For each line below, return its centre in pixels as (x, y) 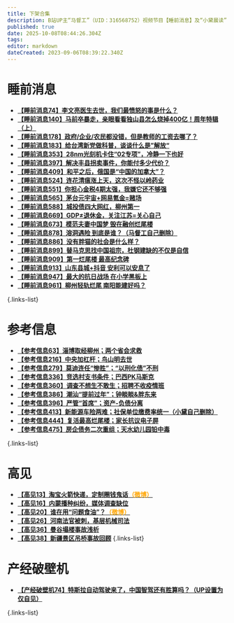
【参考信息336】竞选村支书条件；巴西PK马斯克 (86, 377)
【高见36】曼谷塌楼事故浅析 (58, 529)
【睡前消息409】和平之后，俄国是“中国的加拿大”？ (91, 171)
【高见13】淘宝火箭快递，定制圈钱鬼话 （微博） (85, 494)
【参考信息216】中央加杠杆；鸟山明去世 (75, 359)
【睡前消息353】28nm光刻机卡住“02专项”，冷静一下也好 (100, 154)
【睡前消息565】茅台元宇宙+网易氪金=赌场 (79, 197)
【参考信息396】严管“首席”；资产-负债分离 (80, 402)
